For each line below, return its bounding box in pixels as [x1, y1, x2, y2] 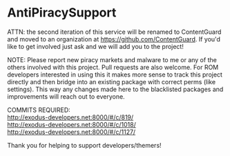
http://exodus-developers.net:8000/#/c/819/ [7, 113, 134, 121]
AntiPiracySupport [7, 5, 117, 21]
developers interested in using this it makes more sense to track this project [7, 70, 223, 79]
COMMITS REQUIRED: [7, 106, 70, 114]
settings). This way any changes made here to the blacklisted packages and [7, 85, 224, 93]
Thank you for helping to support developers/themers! [7, 141, 162, 149]
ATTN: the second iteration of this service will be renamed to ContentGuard [7, 28, 222, 36]
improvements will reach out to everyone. [7, 92, 126, 101]
